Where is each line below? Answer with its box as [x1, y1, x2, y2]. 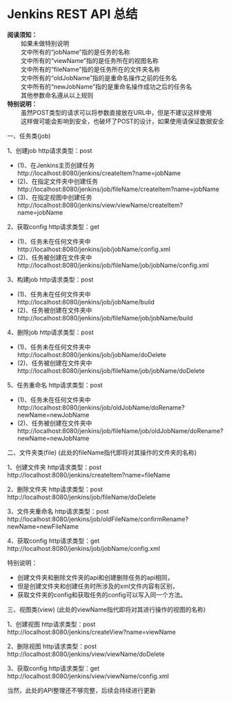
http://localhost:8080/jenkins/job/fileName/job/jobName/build [17, 313, 193, 322]
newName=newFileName [7, 522, 79, 530]
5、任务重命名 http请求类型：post [7, 381, 103, 389]
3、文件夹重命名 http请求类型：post [7, 507, 109, 516]
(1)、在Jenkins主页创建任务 [17, 161, 95, 170]
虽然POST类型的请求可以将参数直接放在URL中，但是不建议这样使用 [20, 108, 212, 116]
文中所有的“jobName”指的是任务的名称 [20, 48, 130, 56]
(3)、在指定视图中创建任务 [17, 193, 92, 201]
